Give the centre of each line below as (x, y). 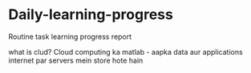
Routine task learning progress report (70, 36)
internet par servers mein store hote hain (76, 60)
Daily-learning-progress (91, 15)
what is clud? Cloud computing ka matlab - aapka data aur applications (125, 52)
